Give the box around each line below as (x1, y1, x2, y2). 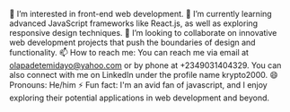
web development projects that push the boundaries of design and (9, 37, 256, 47)
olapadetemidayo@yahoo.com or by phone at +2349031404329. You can (9, 60, 282, 71)
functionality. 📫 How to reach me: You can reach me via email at (9, 47, 250, 57)
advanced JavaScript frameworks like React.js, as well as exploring (9, 18, 259, 29)
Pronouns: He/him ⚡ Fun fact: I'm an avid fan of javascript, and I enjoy (9, 80, 268, 90)
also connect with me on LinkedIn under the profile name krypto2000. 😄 (9, 70, 278, 80)
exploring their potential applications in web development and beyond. (9, 92, 270, 103)
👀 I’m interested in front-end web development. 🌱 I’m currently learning (9, 9, 272, 19)
